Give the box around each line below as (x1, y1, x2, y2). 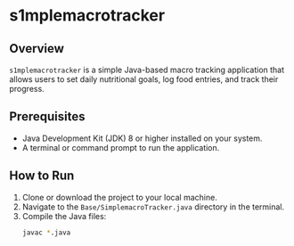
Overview (9, 41, 65, 56)
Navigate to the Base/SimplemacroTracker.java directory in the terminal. (21, 201, 285, 212)
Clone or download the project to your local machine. (21, 192, 218, 202)
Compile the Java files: (21, 210, 107, 221)
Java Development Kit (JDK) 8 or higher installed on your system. (21, 133, 263, 143)
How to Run (9, 168, 75, 184)
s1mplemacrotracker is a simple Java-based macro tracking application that (9, 64, 285, 75)
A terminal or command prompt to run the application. (21, 142, 220, 152)
